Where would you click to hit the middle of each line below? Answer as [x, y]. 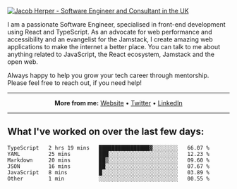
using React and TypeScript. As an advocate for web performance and [110, 32]
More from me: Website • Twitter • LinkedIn [119, 103]
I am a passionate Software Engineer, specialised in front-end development [116, 24]
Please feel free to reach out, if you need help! [75, 83]
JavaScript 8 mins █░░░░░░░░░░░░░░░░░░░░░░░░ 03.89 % [109, 172]
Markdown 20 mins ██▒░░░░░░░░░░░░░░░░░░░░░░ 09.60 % [109, 160]
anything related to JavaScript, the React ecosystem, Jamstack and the [111, 54]
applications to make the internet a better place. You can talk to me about [114, 47]
